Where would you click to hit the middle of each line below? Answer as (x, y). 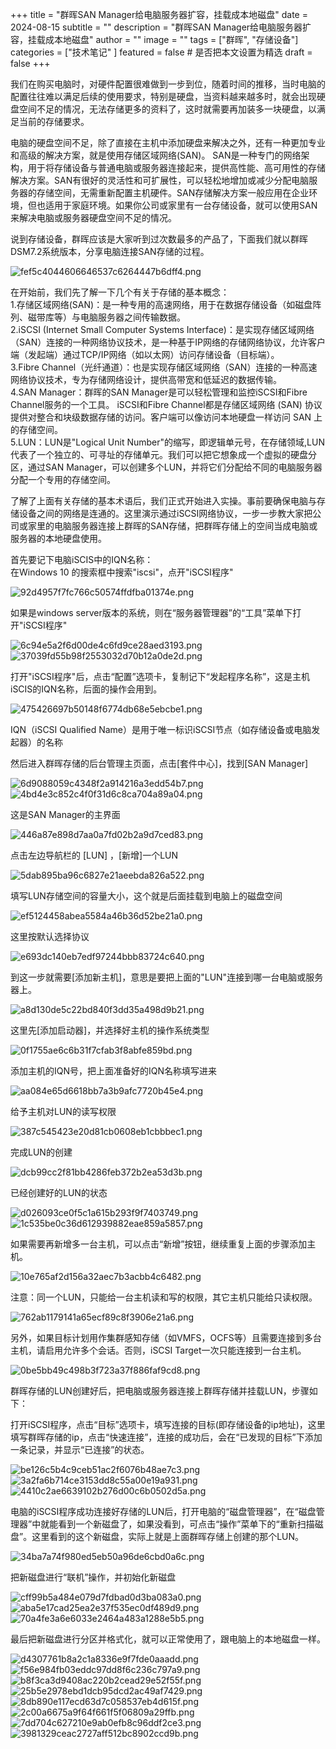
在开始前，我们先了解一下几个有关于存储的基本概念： (120, 292)
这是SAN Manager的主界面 (65, 814)
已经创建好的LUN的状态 (59, 1192)
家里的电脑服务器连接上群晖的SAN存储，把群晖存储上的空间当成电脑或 (172, 526)
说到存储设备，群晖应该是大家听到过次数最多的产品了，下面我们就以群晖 (159, 239)
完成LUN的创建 (41, 1152)
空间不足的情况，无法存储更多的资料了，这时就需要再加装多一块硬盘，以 (167, 109)
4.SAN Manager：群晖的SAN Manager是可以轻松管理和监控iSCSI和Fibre (159, 392)
